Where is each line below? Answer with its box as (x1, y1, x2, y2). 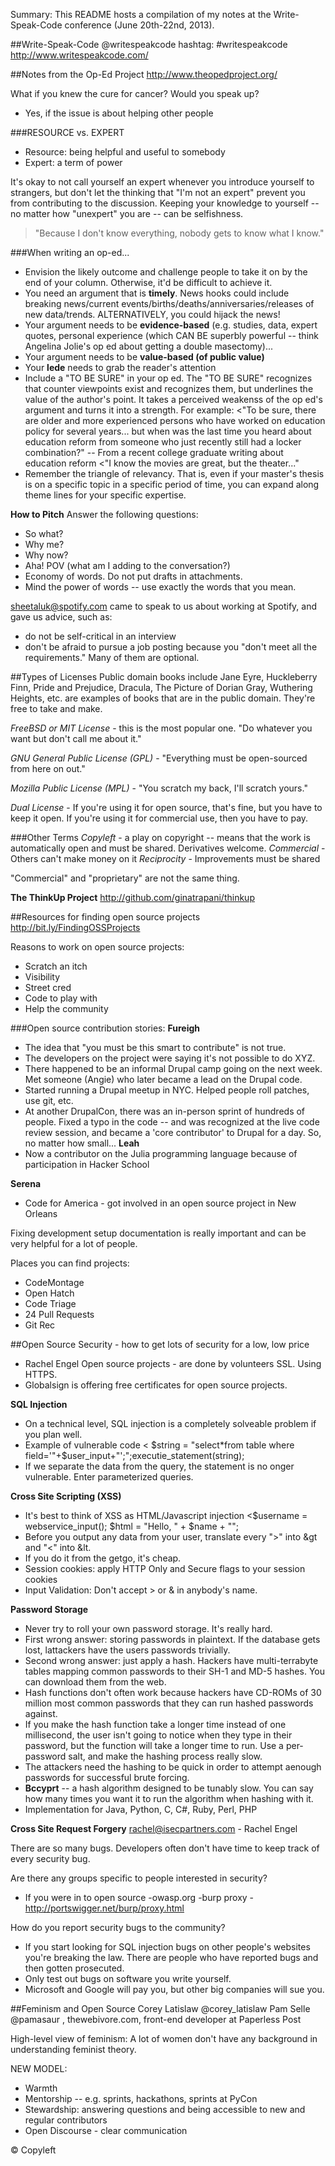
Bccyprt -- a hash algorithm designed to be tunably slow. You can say (24, 1782, 314, 1794)
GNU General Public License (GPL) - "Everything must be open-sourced (10, 752, 308, 764)
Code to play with (24, 992, 98, 1004)
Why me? (24, 539, 65, 550)
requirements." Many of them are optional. (24, 652, 200, 663)
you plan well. (24, 1429, 83, 1440)
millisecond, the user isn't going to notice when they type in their (24, 1729, 293, 1741)
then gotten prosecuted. (24, 1962, 125, 1974)
